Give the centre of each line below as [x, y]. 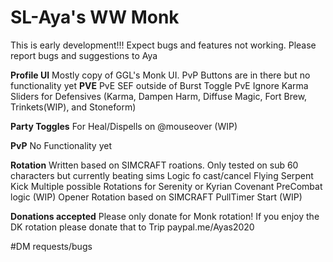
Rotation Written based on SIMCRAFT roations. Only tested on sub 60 [154, 165]
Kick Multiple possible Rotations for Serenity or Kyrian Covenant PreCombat [166, 186]
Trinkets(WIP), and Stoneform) [73, 107]
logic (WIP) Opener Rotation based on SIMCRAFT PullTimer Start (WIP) [156, 197]
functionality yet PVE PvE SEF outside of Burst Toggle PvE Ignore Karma [159, 85]
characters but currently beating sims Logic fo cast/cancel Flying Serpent [162, 175]
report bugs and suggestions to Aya [84, 55]
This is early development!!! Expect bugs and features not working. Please [163, 45]
